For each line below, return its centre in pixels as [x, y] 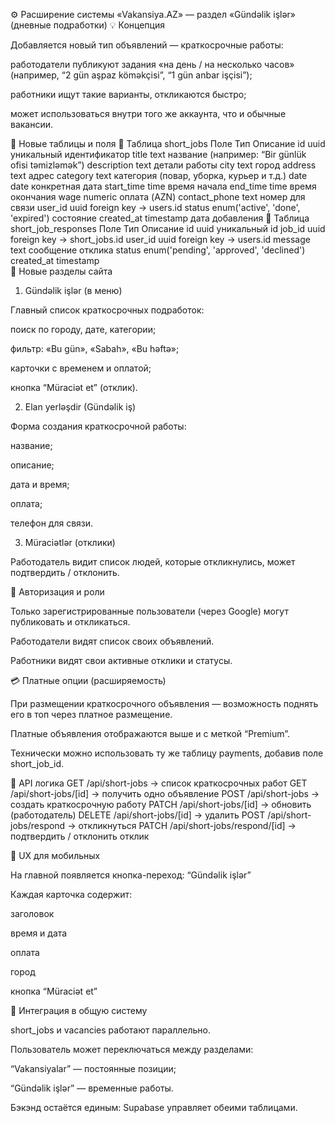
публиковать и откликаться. [70, 622]
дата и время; [40, 484]
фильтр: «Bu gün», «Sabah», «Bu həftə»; [95, 348]
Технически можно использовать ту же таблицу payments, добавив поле [167, 753]
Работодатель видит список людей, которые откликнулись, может [153, 562]
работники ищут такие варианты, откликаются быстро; [128, 94]
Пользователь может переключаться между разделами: [132, 1049]
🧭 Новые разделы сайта [61, 271]
